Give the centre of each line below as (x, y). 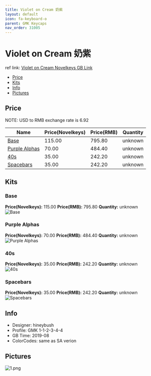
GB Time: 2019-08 (31, 336)
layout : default (22, 14)
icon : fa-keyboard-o (26, 19)
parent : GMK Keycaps (26, 23)
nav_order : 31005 (23, 28)
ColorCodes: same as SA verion (44, 341)
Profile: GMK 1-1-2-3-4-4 (37, 330)
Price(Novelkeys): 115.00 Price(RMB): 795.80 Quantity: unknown (72, 206)
